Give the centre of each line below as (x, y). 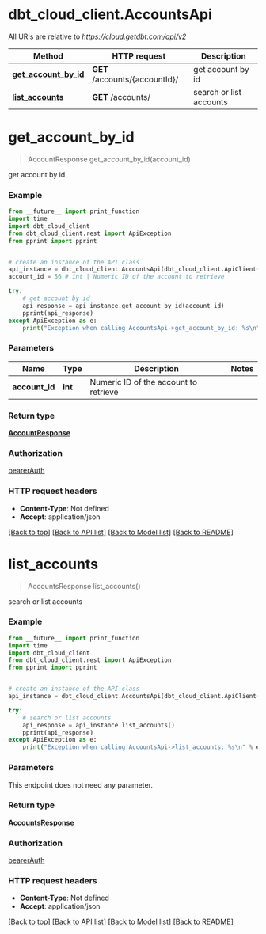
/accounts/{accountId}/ (135, 79)
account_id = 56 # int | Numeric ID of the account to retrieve (116, 277)
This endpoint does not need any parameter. (80, 784)
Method (48, 55)
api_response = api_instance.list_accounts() (99, 725)
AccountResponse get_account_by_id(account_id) (109, 159)
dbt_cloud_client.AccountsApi (110, 15)
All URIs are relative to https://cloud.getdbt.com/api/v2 (97, 36)
